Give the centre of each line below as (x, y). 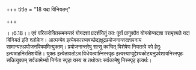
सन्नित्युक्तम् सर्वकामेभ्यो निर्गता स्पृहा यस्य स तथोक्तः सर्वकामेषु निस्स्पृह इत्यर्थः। (79, 60)
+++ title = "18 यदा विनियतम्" (38, 9)
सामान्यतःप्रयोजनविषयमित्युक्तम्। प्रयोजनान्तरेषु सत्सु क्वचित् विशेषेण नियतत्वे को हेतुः (84, 46)
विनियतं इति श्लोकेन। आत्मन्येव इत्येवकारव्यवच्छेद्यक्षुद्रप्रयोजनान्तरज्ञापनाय (74, 40)
